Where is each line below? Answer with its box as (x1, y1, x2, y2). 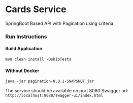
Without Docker (5, 67, 40, 74)
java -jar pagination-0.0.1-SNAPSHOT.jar (5, 79, 94, 84)
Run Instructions (5, 33, 47, 40)
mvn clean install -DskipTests (5, 57, 72, 62)
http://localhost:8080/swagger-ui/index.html (5, 93, 103, 98)
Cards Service (5, 4, 67, 15)
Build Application (5, 46, 43, 52)
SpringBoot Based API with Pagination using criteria (5, 20, 114, 26)
